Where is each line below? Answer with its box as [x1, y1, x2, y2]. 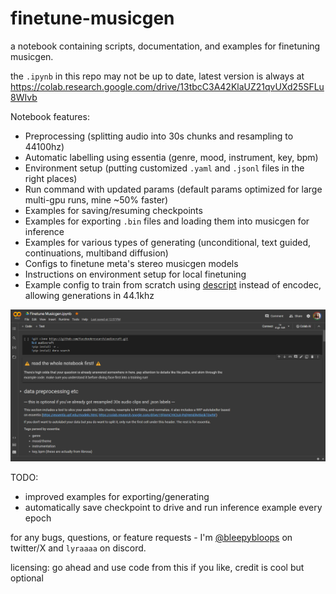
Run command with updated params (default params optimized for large [24, 183, 323, 195]
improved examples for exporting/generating [24, 490, 210, 502]
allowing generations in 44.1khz [24, 289, 155, 301]
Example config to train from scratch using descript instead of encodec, [24, 278, 322, 291]
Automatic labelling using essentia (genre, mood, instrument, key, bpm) [24, 151, 319, 163]
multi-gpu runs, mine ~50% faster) [24, 193, 169, 206]
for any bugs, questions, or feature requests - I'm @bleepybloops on [10, 531, 293, 543]
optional [10, 572, 44, 584]
